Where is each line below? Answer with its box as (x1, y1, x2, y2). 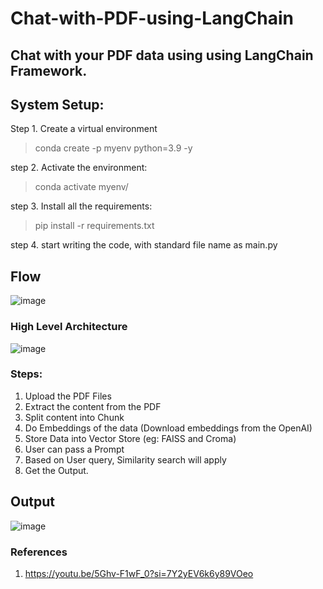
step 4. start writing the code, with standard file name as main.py (10, 239, 278, 251)
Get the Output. (24, 464, 89, 476)
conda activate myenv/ (34, 181, 129, 193)
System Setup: (10, 96, 105, 113)
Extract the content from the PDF (24, 400, 162, 412)
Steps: (10, 367, 43, 381)
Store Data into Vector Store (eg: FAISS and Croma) (24, 432, 237, 444)
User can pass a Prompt (24, 443, 125, 455)
